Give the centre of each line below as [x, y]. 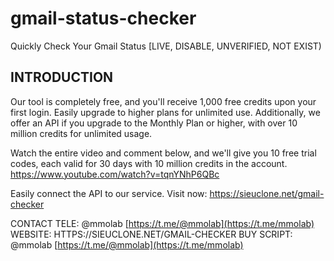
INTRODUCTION [62, 77]
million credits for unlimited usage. [81, 133]
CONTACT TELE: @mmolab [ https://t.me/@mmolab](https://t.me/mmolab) [162, 223]
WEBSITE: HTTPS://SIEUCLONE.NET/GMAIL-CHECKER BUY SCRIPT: [151, 234]
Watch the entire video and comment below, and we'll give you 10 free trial [163, 153]
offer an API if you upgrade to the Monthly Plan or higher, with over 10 [154, 123]
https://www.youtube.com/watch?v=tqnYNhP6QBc [115, 174]
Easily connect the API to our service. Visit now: [109, 193]
